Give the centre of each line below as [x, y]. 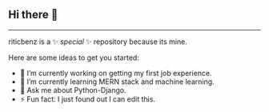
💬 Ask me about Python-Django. [73, 90]
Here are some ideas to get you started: [74, 58]
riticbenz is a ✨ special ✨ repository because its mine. [98, 42]
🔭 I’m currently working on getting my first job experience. [116, 73]
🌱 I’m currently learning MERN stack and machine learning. [117, 82]
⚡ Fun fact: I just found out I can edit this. [88, 99]
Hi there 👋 [33, 15]
